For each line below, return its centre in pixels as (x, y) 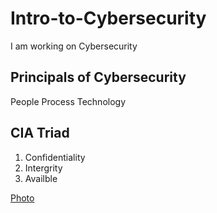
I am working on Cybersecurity (74, 46)
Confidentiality (55, 157)
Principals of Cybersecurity (98, 77)
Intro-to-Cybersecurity (108, 18)
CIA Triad (40, 133)
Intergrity (43, 168)
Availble (41, 178)
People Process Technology (68, 101)
